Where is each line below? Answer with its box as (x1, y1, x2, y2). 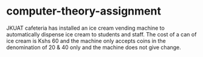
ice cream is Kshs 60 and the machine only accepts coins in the (6, 37, 166, 44)
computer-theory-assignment (6, 4, 161, 18)
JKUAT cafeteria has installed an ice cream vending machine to (6, 24, 165, 32)
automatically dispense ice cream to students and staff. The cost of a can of (6, 30, 197, 38)
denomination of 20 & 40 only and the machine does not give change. (6, 44, 181, 51)
